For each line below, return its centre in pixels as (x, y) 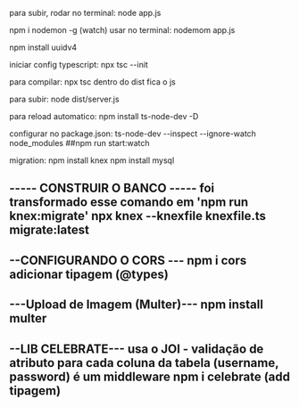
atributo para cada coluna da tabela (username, (144, 363)
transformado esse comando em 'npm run (129, 203)
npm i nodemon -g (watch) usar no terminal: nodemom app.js (122, 30)
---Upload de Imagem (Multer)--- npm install (136, 305)
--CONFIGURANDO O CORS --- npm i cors (128, 260)
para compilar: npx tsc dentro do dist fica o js (92, 82)
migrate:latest (49, 230)
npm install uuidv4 (43, 47)
